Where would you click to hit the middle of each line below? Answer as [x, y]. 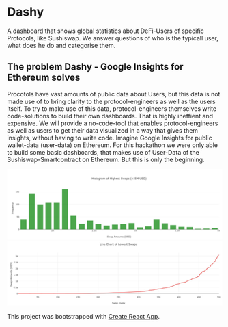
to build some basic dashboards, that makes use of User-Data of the [103, 152]
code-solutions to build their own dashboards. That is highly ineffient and [110, 116]
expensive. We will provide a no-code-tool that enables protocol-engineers [113, 123]
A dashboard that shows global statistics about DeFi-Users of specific [106, 31]
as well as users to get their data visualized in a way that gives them [103, 130]
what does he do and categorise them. [61, 45]
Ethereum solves [44, 78]
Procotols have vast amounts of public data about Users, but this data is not [114, 94]
